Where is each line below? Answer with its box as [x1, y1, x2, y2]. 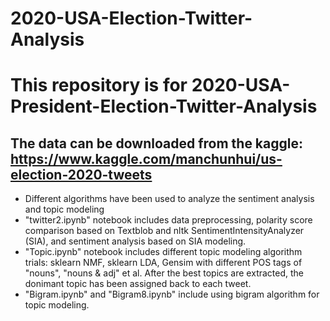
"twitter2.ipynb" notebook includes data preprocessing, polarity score [24, 214, 313, 226]
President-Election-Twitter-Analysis [10, 95, 318, 118]
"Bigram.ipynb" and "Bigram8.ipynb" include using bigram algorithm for [24, 288, 320, 301]
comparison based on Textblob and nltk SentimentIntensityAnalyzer [24, 225, 305, 237]
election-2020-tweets [10, 166, 153, 183]
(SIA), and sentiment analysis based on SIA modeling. [24, 235, 247, 247]
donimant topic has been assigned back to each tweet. [24, 278, 252, 290]
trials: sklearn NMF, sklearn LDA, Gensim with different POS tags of [24, 257, 303, 269]
